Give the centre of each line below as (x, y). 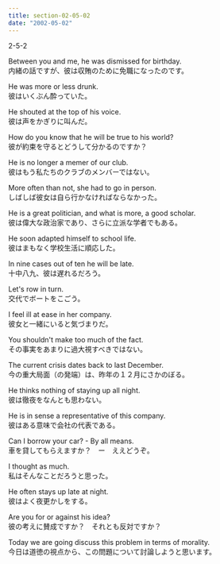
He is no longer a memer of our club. (68, 162)
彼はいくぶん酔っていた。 (50, 95)
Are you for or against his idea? (60, 516)
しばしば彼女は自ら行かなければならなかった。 (85, 197)
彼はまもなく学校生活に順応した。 (64, 248)
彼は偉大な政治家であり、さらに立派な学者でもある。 (95, 222)
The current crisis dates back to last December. (86, 365)
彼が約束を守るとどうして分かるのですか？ (78, 146)
